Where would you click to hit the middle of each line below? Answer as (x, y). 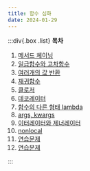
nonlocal (30, 130)
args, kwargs (36, 114)
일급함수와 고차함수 (44, 63)
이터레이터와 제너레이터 (49, 123)
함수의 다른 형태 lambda (50, 107)
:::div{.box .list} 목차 (36, 40)
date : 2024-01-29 (33, 20)
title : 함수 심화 (30, 13)
